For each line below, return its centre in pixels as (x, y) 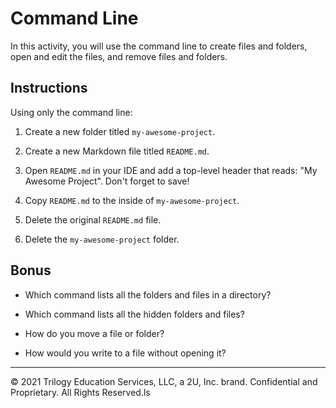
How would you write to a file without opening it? (125, 353)
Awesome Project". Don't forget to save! (107, 181)
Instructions (49, 88)
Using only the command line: (71, 112)
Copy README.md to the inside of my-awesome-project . (132, 200)
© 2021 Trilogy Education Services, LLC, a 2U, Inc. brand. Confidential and (164, 381)
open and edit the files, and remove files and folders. (119, 56)
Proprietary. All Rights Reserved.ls (80, 392)
